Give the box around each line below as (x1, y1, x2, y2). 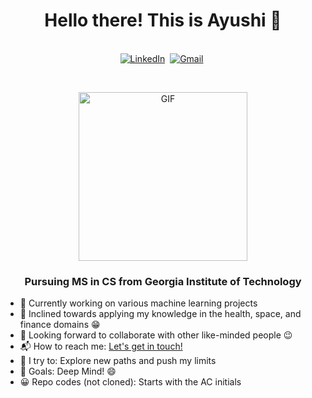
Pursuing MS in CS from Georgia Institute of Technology (24, 274, 302, 288)
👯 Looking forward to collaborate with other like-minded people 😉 (19, 329, 293, 341)
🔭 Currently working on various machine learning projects (19, 297, 258, 309)
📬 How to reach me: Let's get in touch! (19, 340, 183, 353)
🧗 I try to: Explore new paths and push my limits (19, 355, 217, 367)
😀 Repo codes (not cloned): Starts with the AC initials (19, 376, 242, 388)
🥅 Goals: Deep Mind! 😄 (19, 365, 117, 378)
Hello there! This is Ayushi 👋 (44, 9, 282, 32)
